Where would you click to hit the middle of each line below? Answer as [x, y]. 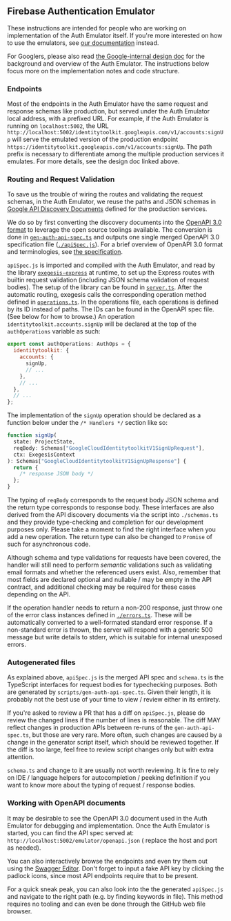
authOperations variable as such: [54, 331]
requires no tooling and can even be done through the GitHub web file [107, 904]
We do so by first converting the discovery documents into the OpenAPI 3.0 [114, 222]
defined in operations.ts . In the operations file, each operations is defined [113, 302]
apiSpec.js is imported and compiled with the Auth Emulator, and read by [111, 265]
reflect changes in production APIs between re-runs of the [90, 728]
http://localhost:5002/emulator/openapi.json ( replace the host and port [112, 840]
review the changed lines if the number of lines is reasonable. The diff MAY [114, 720]
